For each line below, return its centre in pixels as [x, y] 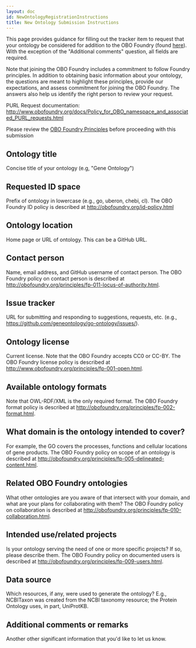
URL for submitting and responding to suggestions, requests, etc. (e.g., [92, 317]
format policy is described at [40, 407]
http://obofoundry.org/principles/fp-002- [125, 407]
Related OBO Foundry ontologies [67, 483]
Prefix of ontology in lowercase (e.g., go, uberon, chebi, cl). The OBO [89, 201]
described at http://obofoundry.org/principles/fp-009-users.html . [85, 561]
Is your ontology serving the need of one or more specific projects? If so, [94, 549]
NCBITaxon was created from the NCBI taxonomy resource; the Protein [92, 600]
